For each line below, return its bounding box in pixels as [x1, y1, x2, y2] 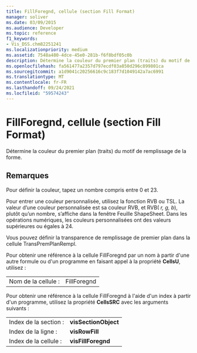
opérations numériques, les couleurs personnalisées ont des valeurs [6, 216, 171, 223]
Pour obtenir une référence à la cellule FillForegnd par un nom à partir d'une [6, 252, 190, 259]
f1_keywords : [6, 36, 38, 42]
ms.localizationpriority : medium [6, 47, 88, 53]
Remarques [6, 171, 49, 181]
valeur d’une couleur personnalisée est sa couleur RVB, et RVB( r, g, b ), [6, 203, 178, 211]
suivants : [6, 304, 29, 311]
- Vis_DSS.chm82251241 [6, 42, 62, 47]
